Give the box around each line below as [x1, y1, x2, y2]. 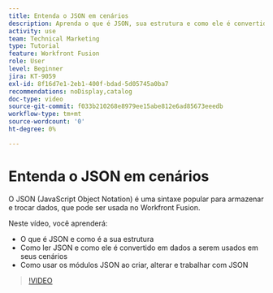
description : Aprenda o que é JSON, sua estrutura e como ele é [8, 19, 231, 28]
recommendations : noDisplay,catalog [8, 87, 132, 96]
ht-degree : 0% [8, 125, 57, 133]
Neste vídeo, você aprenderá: [8, 218, 108, 228]
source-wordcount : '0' [8, 118, 85, 126]
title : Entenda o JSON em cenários [8, 11, 129, 20]
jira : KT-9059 [8, 72, 57, 80]
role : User [8, 58, 45, 66]
